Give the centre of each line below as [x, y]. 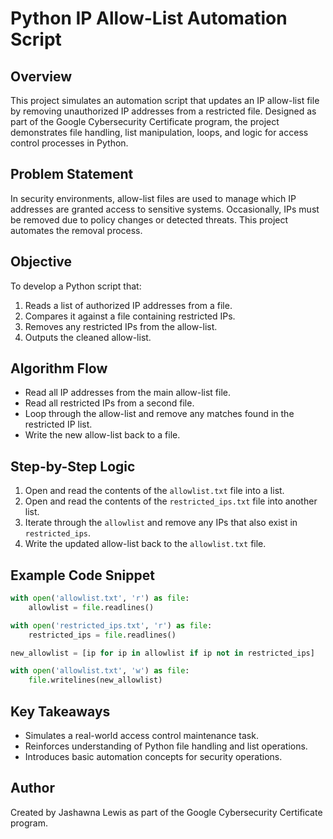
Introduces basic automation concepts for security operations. [153, 756]
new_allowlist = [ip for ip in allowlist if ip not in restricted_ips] [162, 653]
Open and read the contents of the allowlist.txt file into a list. [154, 491]
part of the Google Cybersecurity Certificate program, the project [145, 121]
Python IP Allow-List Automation [149, 18]
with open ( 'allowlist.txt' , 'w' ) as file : [100, 671]
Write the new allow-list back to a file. [102, 435]
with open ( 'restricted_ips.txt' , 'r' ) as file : [111, 625]
